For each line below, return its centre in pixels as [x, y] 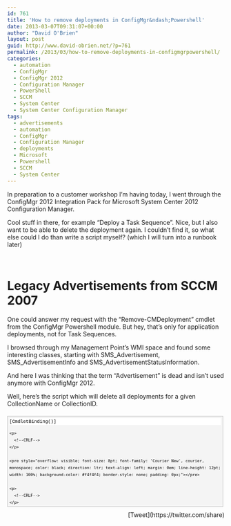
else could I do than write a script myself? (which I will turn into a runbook [112, 237]
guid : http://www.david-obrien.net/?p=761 [69, 46]
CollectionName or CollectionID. [53, 404]
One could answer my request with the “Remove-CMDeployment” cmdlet [111, 320]
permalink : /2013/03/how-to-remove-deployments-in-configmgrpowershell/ [114, 53]
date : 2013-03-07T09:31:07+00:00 [55, 26]
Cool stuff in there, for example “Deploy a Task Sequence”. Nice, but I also [113, 222]
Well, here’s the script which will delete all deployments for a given [102, 397]
